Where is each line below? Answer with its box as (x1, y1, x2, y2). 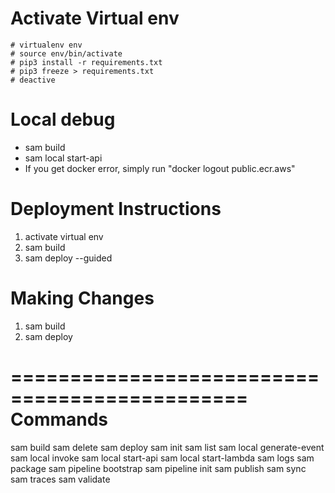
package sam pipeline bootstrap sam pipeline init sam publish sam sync (10, 462, 307, 474)
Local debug (10, 108, 116, 131)
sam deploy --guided (24, 252, 113, 264)
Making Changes (10, 287, 155, 309)
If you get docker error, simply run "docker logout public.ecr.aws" (24, 162, 296, 174)
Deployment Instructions (10, 198, 222, 221)
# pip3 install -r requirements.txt (10, 57, 163, 67)
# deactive (10, 75, 56, 85)
